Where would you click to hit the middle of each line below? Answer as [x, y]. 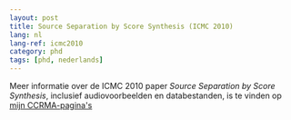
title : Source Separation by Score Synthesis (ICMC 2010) [121, 26]
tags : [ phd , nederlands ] [56, 60]
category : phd [36, 52]
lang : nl [26, 35]
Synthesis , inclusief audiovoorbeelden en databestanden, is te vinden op [145, 95]
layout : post [34, 18]
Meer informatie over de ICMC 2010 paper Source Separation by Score [142, 86]
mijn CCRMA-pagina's [51, 105]
